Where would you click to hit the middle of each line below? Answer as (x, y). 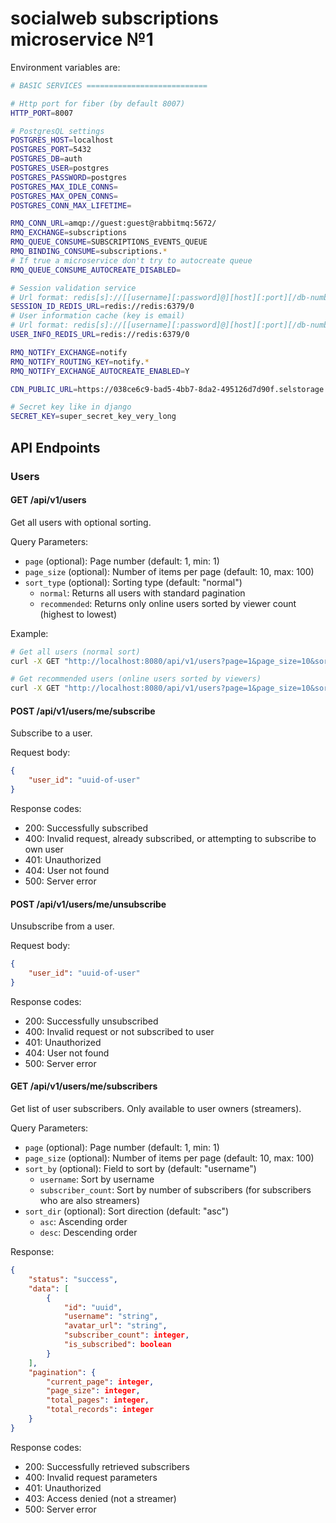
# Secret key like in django (71, 407)
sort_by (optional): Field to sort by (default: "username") (140, 1169)
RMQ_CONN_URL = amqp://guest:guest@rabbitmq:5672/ (113, 223)
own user (44, 849)
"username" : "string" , (111, 1317)
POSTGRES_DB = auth (46, 159)
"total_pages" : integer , (98, 1400)
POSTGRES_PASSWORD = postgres (69, 177)
